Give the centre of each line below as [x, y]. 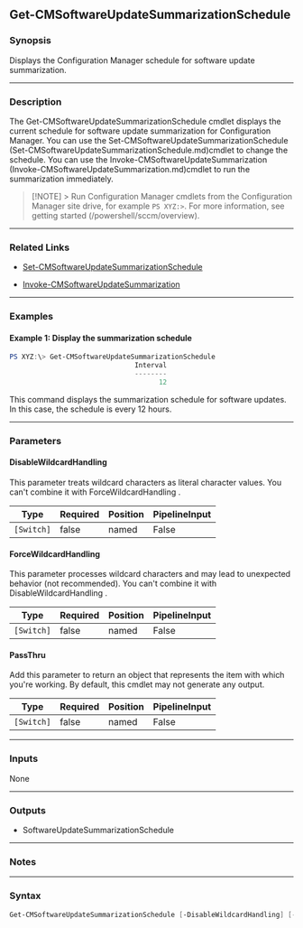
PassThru [28, 654]
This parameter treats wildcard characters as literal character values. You [146, 483]
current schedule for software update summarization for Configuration [140, 131]
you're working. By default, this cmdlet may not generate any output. [137, 684]
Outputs [28, 810]
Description [36, 101]
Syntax [25, 896]
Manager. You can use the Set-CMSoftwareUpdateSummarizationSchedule [149, 140]
